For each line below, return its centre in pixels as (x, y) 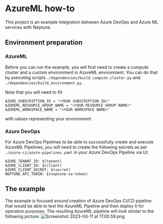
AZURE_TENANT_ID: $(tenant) (34, 161)
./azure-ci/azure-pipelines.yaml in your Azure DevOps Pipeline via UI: (77, 152)
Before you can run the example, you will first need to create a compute (77, 67)
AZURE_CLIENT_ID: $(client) (34, 165)
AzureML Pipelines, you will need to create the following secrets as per (76, 147)
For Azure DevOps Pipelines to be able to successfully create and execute (79, 142)
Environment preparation (44, 43)
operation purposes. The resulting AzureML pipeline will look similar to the (80, 211)
